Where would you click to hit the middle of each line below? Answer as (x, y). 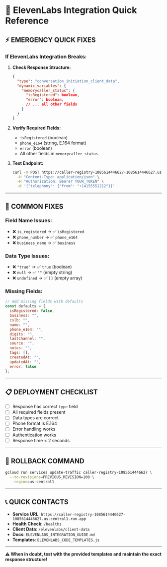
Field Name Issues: (29, 221)
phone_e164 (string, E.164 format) (53, 143)
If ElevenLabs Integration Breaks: (46, 56)
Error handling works (34, 429)
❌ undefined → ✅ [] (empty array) (47, 278)
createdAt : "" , (25, 357)
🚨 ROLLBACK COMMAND (45, 461)
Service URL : (26, 514)
